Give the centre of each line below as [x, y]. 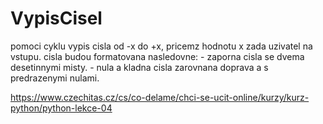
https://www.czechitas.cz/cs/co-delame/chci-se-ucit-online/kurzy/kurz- [160, 97]
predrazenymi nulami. [55, 78]
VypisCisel [56, 18]
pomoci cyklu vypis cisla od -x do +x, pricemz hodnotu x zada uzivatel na [161, 46]
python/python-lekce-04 [61, 108]
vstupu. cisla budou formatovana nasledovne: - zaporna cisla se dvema [157, 56]
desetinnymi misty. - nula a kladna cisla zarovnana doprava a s [139, 67]
